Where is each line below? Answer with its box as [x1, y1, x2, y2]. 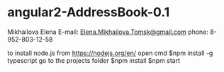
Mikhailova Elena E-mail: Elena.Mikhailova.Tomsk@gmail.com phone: [7, 28, 209, 36]
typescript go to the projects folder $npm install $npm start [7, 56, 181, 64]
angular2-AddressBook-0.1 [7, 4, 170, 20]
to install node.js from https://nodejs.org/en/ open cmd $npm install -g [7, 49, 213, 57]
